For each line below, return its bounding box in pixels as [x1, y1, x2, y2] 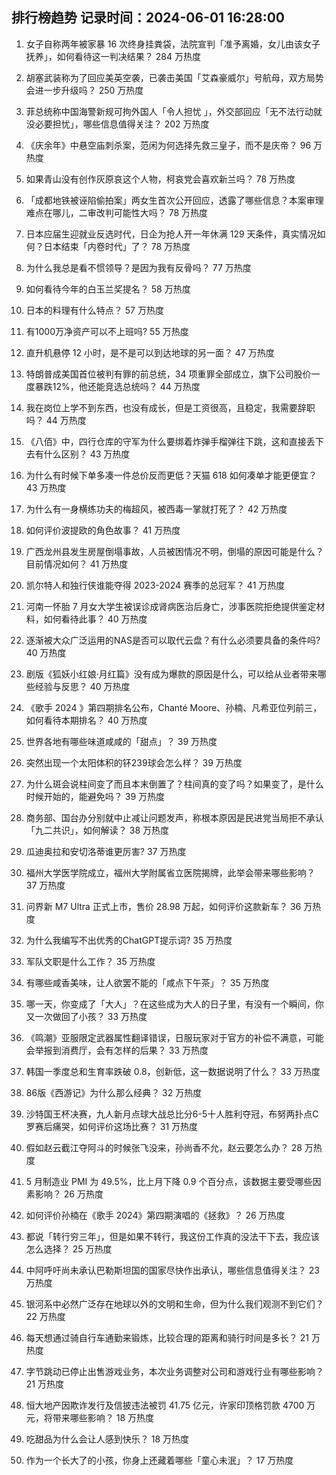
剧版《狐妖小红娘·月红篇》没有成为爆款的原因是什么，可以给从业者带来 [25, 668, 318, 680]
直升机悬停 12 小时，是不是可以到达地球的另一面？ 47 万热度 [25, 346, 275, 358]
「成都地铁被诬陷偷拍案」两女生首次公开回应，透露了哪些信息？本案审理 [25, 194, 324, 206]
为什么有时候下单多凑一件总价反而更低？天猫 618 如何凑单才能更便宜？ [25, 469, 318, 481]
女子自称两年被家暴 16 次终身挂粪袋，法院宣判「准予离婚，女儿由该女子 [25, 38, 321, 50]
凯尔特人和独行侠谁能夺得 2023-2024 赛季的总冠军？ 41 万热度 [25, 579, 286, 591]
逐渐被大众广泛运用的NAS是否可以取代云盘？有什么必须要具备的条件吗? [25, 634, 321, 646]
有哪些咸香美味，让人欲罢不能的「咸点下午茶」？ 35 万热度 [25, 976, 270, 988]
